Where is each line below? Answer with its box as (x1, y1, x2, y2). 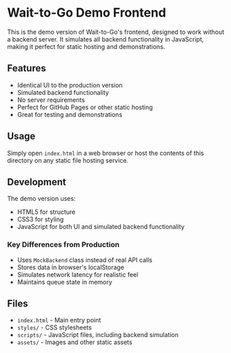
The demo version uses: (7, 194, 76, 203)
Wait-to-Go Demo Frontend (7, 5, 167, 21)
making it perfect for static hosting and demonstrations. (7, 42, 165, 51)
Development (7, 176, 67, 188)
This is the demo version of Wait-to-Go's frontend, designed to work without (7, 28, 225, 36)
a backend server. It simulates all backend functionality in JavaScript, (7, 35, 204, 43)
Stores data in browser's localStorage (17, 263, 125, 271)
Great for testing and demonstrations (17, 110, 123, 118)
